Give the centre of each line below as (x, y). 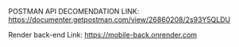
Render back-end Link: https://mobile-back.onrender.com (102, 35)
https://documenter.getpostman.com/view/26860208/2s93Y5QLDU (119, 20)
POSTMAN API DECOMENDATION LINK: (74, 11)
